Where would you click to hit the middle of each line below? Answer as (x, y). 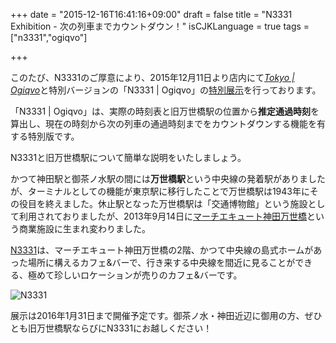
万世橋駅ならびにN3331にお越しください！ (124, 328)
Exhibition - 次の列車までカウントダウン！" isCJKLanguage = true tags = (160, 26)
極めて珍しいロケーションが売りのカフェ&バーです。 (135, 275)
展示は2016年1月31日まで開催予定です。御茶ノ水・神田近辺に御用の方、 (157, 315)
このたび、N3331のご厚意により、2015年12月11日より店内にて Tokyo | (152, 77)
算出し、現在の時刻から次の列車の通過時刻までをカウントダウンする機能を (163, 123)
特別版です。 (53, 136)
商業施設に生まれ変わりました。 (84, 228)
